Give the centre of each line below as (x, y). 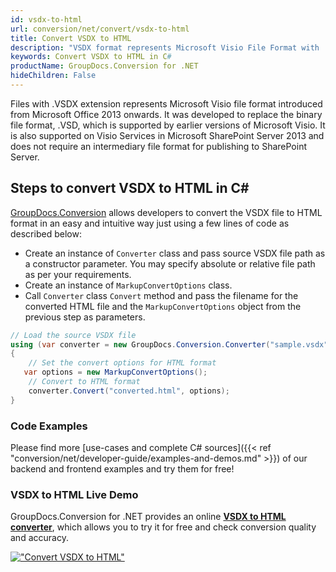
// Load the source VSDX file (73, 335)
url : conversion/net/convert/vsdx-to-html (100, 29)
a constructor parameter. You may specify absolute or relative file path (170, 263)
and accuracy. (39, 538)
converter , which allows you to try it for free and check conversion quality (163, 527)
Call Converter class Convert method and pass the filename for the (161, 295)
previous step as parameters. (85, 317)
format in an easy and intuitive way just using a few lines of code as (150, 223)
